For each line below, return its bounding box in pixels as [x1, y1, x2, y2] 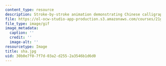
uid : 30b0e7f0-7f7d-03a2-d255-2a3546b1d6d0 [5, 53, 96, 59]
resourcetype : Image [5, 44, 48, 49]
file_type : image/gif [5, 21, 50, 26]
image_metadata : [5, 26, 39, 31]
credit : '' [9, 35, 32, 40]
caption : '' [9, 30, 35, 35]
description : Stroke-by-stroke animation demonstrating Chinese [5, 12, 140, 17]
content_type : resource [5, 7, 54, 12]
